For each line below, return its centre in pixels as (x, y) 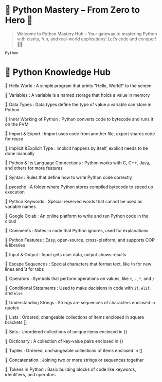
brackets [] (16, 322)
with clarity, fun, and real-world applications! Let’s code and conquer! (87, 39)
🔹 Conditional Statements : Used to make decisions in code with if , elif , (78, 288)
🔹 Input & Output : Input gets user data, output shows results (66, 254)
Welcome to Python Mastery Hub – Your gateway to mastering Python (87, 34)
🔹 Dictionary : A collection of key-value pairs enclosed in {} (64, 341)
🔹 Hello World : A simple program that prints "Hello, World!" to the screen (78, 86)
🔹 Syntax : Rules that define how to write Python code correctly (69, 177)
